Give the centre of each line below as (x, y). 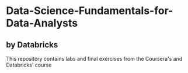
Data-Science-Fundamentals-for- (90, 11)
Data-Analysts (42, 23)
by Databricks (32, 45)
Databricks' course (29, 65)
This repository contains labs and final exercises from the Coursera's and (94, 59)
